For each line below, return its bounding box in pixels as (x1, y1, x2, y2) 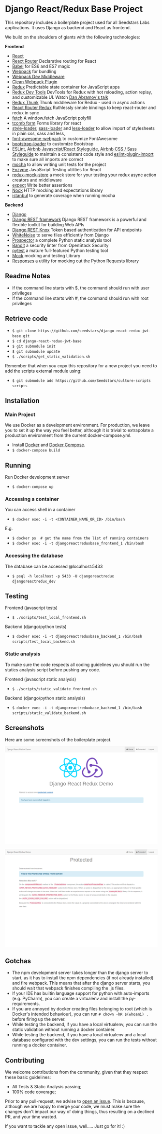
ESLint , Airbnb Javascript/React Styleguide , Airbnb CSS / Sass (12, 146, 137, 152)
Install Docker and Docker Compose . (12, 442, 86, 448)
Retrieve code (5, 315, 48, 323)
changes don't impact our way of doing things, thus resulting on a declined (5, 1108, 155, 1115)
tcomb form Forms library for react (12, 120, 81, 126)
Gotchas (5, 957, 31, 965)
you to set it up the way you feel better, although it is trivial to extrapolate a (5, 427, 154, 433)
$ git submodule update (12, 349, 60, 354)
